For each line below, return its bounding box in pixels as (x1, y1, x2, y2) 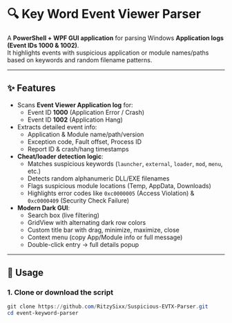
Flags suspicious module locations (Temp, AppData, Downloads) (27, 181, 212, 190)
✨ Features (7, 82, 56, 94)
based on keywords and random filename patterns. (7, 55, 153, 64)
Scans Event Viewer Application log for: (17, 100, 133, 109)
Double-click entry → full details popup (27, 240, 139, 248)
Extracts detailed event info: (17, 122, 97, 131)
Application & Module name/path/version (27, 130, 144, 138)
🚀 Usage (7, 267, 43, 279)
